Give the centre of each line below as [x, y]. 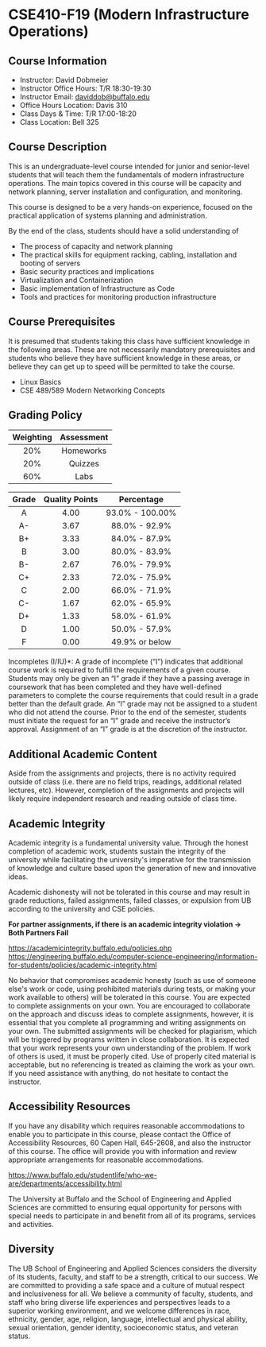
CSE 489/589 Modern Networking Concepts [92, 390]
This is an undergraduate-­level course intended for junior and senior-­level [129, 166]
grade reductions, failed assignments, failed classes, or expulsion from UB [130, 900]
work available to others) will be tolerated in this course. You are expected [129, 997]
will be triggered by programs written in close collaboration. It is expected [129, 1039]
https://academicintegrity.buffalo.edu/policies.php [90, 948]
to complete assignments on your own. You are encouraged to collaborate [129, 1006]
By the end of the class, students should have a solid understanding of [124, 230]
